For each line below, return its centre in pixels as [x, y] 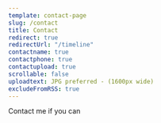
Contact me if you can [44, 111]
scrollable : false [38, 74]
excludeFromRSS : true [44, 89]
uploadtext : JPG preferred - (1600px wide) [81, 81]
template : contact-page [48, 15]
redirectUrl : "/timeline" [51, 45]
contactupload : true [42, 67]
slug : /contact [33, 23]
